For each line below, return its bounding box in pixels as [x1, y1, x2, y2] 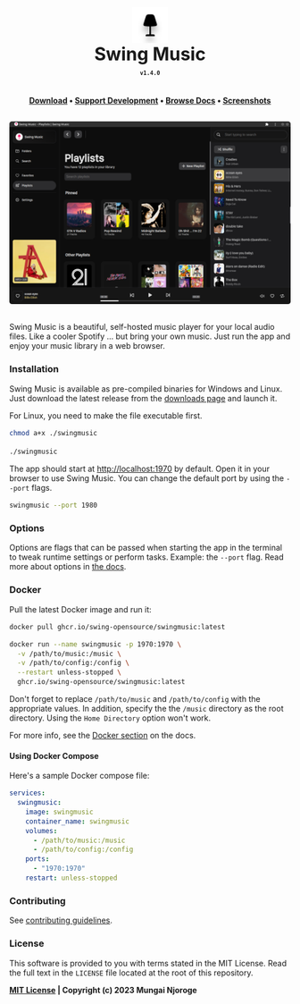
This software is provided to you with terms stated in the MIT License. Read [9, 958, 287, 968]
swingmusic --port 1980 [9, 501, 98, 510]
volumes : [25, 826, 58, 835]
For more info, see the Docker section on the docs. [9, 730, 196, 741]
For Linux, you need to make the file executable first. [9, 409, 203, 421]
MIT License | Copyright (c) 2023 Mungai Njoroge [9, 984, 198, 995]
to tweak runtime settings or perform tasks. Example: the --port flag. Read [9, 552, 284, 562]
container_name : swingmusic [25, 816, 129, 826]
